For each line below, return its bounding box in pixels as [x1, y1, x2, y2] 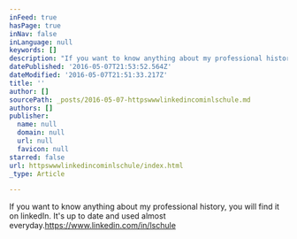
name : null [17, 120, 57, 129]
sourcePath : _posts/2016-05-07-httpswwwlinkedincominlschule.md [9, 95, 251, 104]
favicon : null [17, 144, 69, 153]
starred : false [9, 152, 65, 162]
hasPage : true [9, 21, 62, 30]
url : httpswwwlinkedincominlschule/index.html [9, 161, 184, 170]
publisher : [9, 112, 49, 120]
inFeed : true [9, 12, 57, 22]
